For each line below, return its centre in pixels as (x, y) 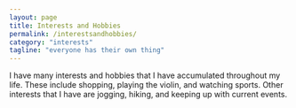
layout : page (33, 17)
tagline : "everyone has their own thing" (87, 50)
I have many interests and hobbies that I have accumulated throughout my (145, 75)
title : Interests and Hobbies (65, 26)
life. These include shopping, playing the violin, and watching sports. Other (146, 85)
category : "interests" (51, 42)
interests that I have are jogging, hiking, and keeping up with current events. (148, 95)
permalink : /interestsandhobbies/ (73, 34)
